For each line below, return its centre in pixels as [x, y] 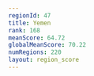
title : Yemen [30, 23]
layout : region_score [44, 60]
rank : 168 [24, 30]
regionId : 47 [30, 15]
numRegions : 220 [35, 52]
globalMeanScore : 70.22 [47, 45]
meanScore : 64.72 [37, 38]
